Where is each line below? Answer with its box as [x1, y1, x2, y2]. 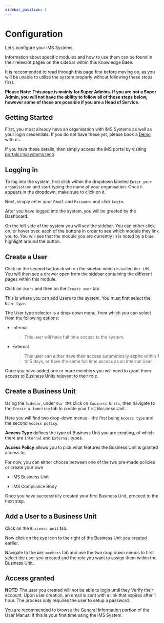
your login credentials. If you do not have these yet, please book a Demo [5, 131, 151, 137]
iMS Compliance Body [12, 483, 57, 489]
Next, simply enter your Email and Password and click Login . [5, 199, 124, 205]
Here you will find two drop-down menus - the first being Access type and [5, 415, 154, 421]
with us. [5, 137, 21, 143]
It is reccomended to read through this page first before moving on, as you [5, 69, 155, 75]
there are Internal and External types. [5, 435, 83, 441]
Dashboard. [5, 213, 29, 219]
